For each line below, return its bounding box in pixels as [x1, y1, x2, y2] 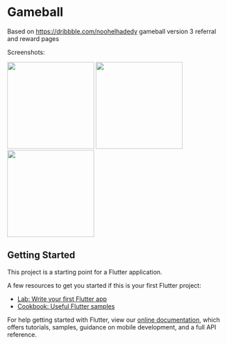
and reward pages [7, 34, 60, 42]
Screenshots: [7, 48, 45, 56]
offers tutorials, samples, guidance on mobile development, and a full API [7, 322, 217, 331]
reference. [7, 330, 37, 338]
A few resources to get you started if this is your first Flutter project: [7, 281, 201, 289]
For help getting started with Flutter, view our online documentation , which [7, 316, 221, 324]
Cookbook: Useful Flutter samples [17, 302, 115, 310]
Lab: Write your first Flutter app [17, 295, 108, 303]
